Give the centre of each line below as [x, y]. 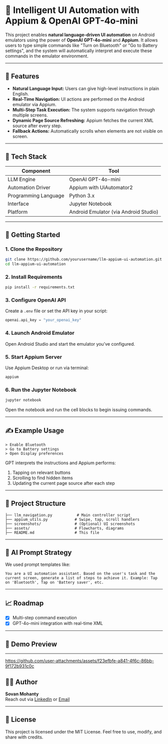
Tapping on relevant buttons [41, 472]
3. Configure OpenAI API [35, 300]
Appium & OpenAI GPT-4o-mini [72, 21]
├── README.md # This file [52, 532]
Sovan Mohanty [22, 694]
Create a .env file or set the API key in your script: [56, 311]
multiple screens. [30, 115]
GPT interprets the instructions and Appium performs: [60, 463]
